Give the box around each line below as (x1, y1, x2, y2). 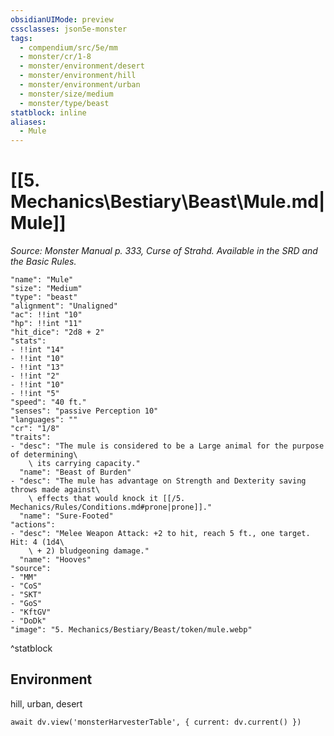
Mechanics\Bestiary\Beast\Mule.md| (10, 191, 326, 213)
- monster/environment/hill (19, 71, 137, 81)
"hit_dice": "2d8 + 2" (10, 327, 105, 338)
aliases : (10, 117, 47, 127)
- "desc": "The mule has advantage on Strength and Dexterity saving (10, 476, 307, 486)
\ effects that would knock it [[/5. (28, 494, 186, 504)
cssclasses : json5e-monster (10, 24, 128, 34)
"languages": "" (10, 415, 78, 425)
